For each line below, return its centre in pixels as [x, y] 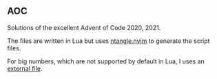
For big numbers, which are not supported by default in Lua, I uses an [106, 61]
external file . [25, 68]
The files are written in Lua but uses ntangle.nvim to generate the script [108, 41]
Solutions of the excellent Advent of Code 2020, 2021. [84, 27]
